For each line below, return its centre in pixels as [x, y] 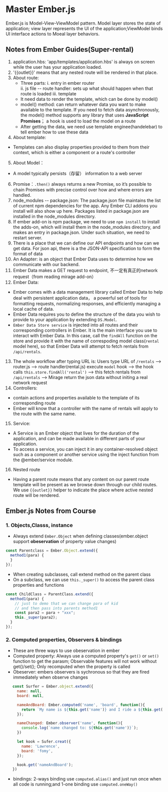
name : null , [29, 691]
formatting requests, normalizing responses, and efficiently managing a [87, 303]
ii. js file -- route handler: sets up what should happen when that [87, 88]
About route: [26, 78]
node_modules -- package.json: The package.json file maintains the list [87, 200]
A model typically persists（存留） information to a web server [77, 173]
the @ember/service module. [43, 460]
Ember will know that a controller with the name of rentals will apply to [86, 408]
